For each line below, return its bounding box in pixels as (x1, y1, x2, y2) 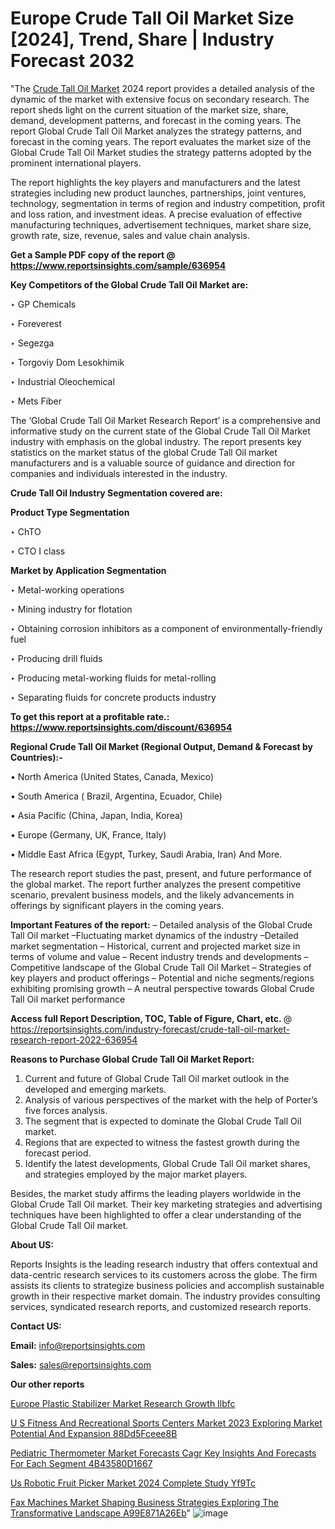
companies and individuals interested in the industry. (10, 467, 228, 479)
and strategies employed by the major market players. (24, 1168, 248, 1180)
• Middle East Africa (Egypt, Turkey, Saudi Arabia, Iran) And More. (10, 848, 283, 860)
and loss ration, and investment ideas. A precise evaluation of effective (10, 208, 303, 220)
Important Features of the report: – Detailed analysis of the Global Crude (10, 918, 313, 931)
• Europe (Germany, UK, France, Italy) (10, 828, 167, 841)
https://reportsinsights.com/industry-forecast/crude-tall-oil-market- (10, 1023, 290, 1035)
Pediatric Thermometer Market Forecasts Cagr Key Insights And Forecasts (10, 1447, 317, 1459)
